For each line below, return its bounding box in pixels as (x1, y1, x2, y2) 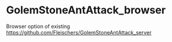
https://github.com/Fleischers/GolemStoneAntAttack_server (6, 29, 152, 36)
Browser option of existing (6, 23, 70, 30)
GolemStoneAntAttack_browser (6, 3, 166, 17)
